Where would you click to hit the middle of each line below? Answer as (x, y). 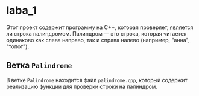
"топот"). (18, 46)
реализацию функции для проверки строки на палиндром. (82, 86)
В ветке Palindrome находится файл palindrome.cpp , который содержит (97, 80)
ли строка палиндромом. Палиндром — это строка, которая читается (96, 33)
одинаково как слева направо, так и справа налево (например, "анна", (98, 40)
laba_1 (22, 11)
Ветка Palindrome (39, 66)
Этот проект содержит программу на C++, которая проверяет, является (100, 27)
